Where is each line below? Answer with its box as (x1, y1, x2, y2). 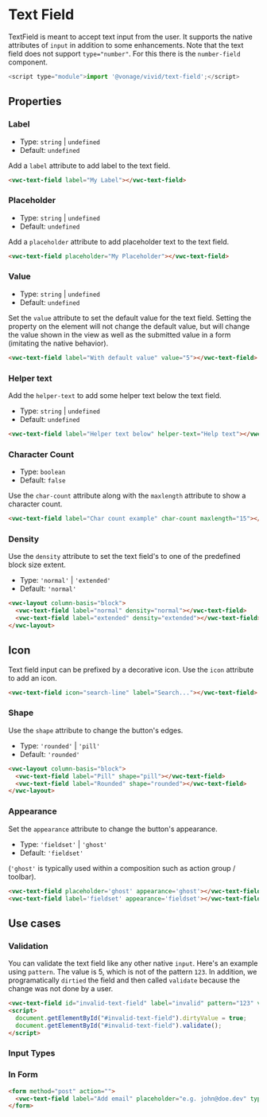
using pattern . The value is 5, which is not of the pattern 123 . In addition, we (8, 967, 257, 977)
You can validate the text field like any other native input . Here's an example (8, 959, 258, 968)
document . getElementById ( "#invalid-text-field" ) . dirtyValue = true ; (15, 1014, 247, 1022)
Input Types (8, 1048, 56, 1059)
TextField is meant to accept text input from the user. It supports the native (8, 32, 253, 41)
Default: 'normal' (19, 584, 77, 594)
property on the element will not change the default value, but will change (8, 321, 250, 331)
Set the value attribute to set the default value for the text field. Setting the (8, 313, 252, 322)
